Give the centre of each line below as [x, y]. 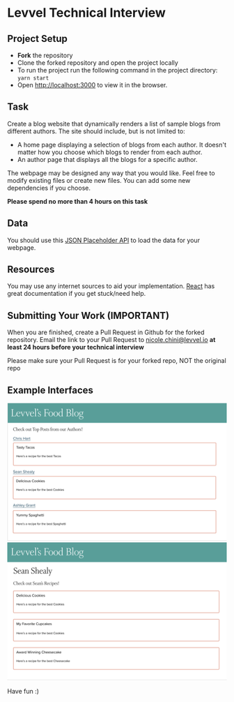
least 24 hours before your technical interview [76, 348]
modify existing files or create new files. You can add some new [99, 180]
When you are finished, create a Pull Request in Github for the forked [106, 332]
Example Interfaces [50, 390]
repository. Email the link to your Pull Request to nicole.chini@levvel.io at [111, 340]
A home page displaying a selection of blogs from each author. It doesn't [122, 144]
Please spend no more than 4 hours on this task [78, 201]
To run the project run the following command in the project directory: [117, 70]
